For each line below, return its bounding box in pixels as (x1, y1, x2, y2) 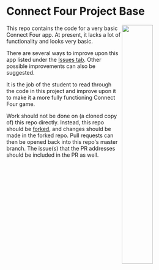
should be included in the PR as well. (6, 151, 99, 159)
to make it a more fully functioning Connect (6, 94, 116, 101)
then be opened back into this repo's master (6, 138, 118, 145)
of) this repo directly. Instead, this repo (6, 118, 105, 126)
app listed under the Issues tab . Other (6, 56, 102, 63)
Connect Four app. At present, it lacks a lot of (6, 31, 121, 38)
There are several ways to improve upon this (6, 49, 119, 56)
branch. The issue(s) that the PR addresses (6, 144, 116, 152)
